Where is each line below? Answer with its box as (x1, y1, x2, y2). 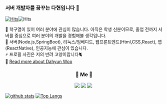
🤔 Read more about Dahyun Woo (5, 58, 72, 64)
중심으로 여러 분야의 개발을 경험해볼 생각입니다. (14, 32, 106, 38)
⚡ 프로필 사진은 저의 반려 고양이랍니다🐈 (5, 51, 82, 57)
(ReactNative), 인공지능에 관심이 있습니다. (5, 45, 88, 51)
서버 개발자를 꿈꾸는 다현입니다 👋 (5, 4, 79, 11)
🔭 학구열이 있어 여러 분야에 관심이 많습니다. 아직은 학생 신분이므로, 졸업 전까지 (5, 26, 157, 32)
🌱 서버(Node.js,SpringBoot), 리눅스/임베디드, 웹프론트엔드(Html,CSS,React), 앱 (5, 39, 162, 45)
